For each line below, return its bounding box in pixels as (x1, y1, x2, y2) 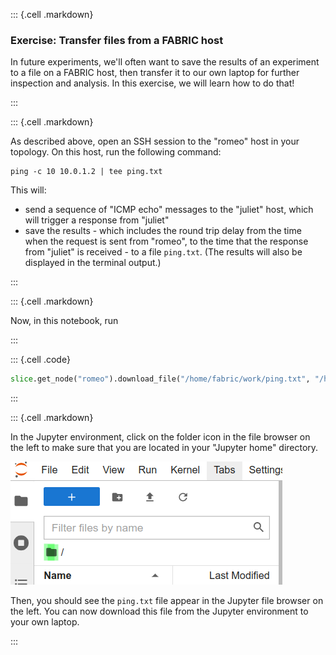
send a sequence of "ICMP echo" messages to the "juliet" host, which (24, 204, 314, 216)
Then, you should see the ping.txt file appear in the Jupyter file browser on (10, 595, 324, 607)
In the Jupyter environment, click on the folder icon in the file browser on (10, 431, 311, 443)
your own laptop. (10, 616, 80, 628)
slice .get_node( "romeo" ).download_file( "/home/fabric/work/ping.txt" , (10, 374, 311, 384)
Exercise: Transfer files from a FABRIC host (10, 33, 224, 47)
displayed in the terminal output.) (24, 257, 162, 269)
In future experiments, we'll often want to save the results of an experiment (10, 56, 320, 68)
